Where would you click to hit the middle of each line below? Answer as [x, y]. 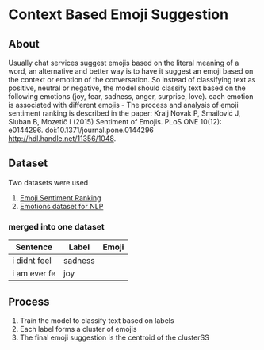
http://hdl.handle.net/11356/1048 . [62, 139]
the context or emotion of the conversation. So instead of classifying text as [132, 80]
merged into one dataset [56, 226]
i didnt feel [32, 261]
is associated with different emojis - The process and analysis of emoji [124, 105]
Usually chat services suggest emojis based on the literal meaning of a [124, 63]
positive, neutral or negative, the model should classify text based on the [127, 88]
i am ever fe [34, 273]
